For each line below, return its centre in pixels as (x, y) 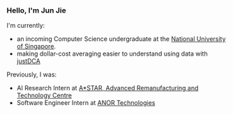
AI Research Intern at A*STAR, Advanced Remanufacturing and (107, 88)
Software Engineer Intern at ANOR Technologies (86, 103)
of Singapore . (36, 47)
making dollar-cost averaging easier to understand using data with (112, 54)
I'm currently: (26, 26)
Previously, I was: (32, 74)
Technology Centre (44, 95)
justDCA (29, 61)
